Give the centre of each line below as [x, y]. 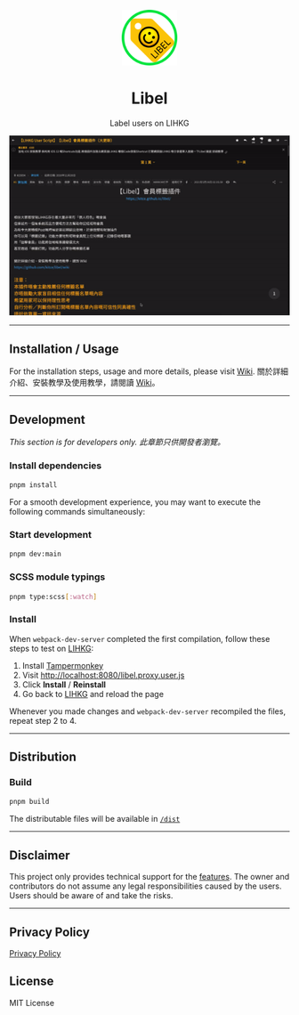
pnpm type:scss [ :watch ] [53, 597]
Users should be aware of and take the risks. [91, 896]
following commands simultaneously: [77, 512]
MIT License [32, 1003]
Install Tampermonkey [63, 665]
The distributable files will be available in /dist [95, 819]
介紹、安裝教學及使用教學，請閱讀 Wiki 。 [85, 383]
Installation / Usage [64, 349]
